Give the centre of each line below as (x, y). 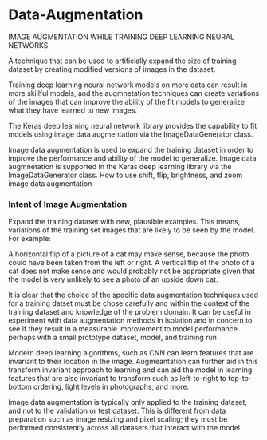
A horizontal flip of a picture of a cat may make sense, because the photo (129, 254)
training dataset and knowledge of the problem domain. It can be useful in (130, 312)
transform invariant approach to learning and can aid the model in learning (130, 370)
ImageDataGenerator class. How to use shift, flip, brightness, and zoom (126, 175)
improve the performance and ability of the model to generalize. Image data (132, 158)
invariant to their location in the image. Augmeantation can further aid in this (133, 362)
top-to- (240, 379)
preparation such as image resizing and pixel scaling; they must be (118, 419)
